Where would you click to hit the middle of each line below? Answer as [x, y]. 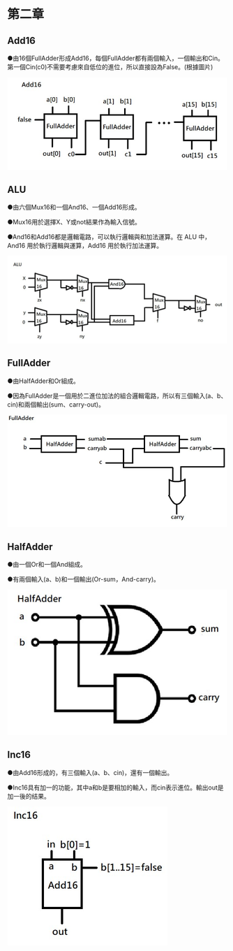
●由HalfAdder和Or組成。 [44, 381]
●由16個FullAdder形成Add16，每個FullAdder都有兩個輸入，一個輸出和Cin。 [116, 58]
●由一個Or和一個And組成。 [47, 565]
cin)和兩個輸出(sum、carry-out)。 [56, 404]
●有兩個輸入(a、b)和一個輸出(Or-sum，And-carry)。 [84, 579]
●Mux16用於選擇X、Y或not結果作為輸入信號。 [74, 222]
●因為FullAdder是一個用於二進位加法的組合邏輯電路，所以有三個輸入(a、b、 [117, 395]
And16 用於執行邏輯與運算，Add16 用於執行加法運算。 [85, 246]
